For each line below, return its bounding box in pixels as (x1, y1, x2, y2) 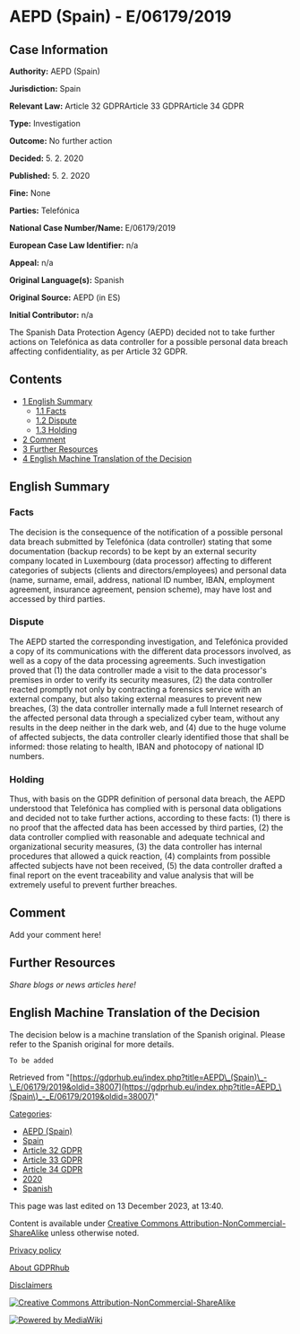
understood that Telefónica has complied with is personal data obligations (9, 803, 282, 814)
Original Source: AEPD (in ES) (9, 292, 121, 303)
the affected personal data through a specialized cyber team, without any (9, 712, 280, 723)
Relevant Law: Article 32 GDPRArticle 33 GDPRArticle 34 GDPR (9, 101, 244, 111)
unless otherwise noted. (50, 1227, 140, 1238)
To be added (9, 1056, 54, 1065)
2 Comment (21, 434, 66, 445)
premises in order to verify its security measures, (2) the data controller (9, 674, 273, 685)
